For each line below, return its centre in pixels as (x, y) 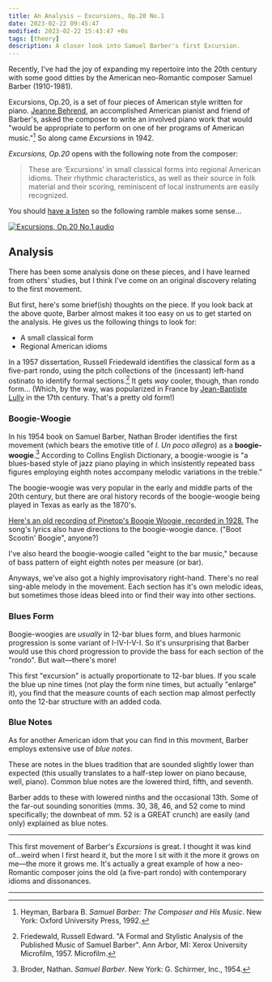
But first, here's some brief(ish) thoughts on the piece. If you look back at (131, 304)
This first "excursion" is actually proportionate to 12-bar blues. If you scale (132, 675)
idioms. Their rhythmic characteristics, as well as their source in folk (142, 178)
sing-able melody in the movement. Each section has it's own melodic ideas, (136, 587)
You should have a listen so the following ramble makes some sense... (125, 211)
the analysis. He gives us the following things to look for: (102, 322)
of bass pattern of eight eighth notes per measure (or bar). (106, 562)
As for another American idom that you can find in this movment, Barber (128, 740)
